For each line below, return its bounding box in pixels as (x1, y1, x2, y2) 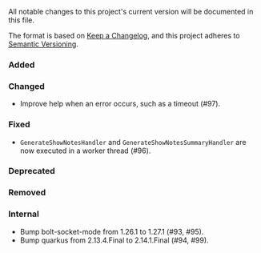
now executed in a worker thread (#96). (19, 146, 151, 155)
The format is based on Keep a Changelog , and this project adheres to (8, 31, 240, 40)
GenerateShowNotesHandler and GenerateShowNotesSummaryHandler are (19, 137, 247, 147)
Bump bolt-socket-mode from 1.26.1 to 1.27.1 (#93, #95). (19, 227, 204, 236)
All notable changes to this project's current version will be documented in (8, 7, 254, 16)
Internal (8, 208, 40, 219)
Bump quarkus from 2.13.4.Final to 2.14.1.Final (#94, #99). (19, 235, 210, 245)
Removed (8, 187, 46, 199)
